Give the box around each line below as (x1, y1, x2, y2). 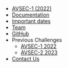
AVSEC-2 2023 (20, 49, 58, 56)
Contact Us (11, 56, 40, 62)
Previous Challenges (11, 37, 62, 43)
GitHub (11, 30, 30, 37)
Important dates (11, 18, 51, 24)
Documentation (11, 11, 50, 18)
